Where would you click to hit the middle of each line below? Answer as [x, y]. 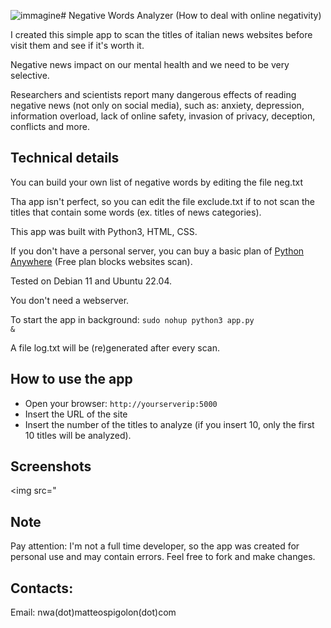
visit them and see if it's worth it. [77, 45]
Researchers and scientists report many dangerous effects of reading [153, 94]
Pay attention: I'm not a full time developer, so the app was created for [155, 546]
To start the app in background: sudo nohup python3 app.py [132, 319]
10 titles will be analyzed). [78, 435]
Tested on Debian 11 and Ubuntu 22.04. [91, 281]
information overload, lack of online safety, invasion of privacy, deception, [163, 116]
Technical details [65, 158]
